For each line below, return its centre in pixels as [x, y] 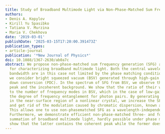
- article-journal [24, 51]
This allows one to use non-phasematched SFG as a [62, 110]
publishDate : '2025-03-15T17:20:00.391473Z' [51, 42]
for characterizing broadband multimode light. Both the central [78, 69]
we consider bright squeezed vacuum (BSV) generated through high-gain [84, 78]
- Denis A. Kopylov [25, 19]
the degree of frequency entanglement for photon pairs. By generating [84, 96]
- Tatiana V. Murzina [27, 28]
